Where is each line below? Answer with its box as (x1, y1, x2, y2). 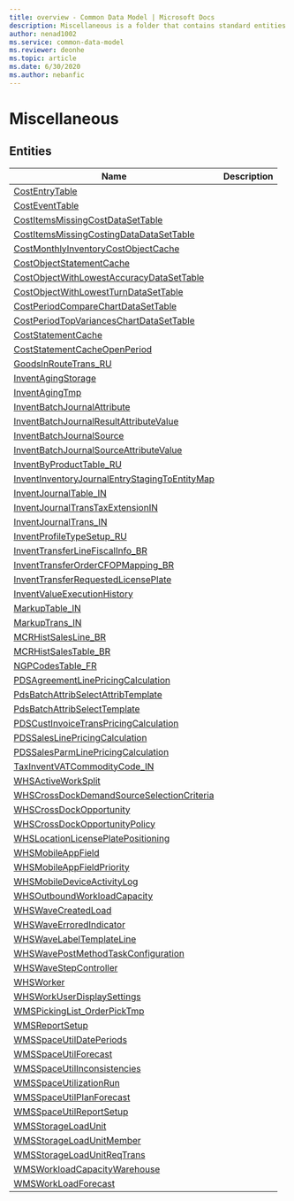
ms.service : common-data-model (9, 37, 124, 47)
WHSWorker (13, 975, 65, 988)
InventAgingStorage (13, 372, 97, 384)
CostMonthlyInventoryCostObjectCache (13, 243, 180, 255)
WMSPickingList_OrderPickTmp (13, 1005, 145, 1017)
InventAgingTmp (13, 386, 82, 398)
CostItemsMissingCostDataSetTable (13, 213, 163, 226)
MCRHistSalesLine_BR (13, 630, 107, 643)
